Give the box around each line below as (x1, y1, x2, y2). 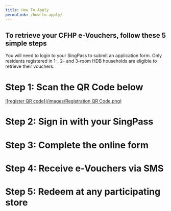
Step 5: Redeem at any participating (5, 186, 161, 197)
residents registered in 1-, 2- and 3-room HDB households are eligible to (5, 58, 157, 64)
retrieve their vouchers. (5, 63, 55, 69)
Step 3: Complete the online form (5, 139, 149, 151)
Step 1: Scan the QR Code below (5, 81, 143, 93)
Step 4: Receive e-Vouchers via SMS (5, 163, 164, 174)
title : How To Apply (5, 7, 50, 13)
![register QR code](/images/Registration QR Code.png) (5, 98, 122, 104)
